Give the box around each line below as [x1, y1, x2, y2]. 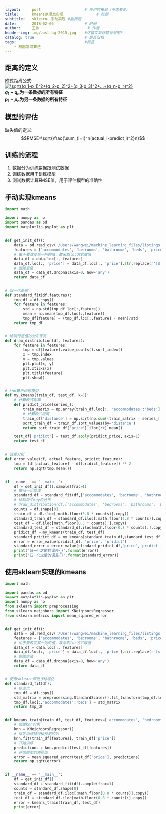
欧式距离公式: [5, 78, 33, 84]
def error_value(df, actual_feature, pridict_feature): [5, 457, 123, 462]
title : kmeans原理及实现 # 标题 [5, 12, 109, 17]
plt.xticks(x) [23, 366, 52, 371]
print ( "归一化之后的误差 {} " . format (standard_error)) [14, 553, 119, 558]
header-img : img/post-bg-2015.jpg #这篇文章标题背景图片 [5, 30, 124, 35]
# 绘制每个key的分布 [14, 497, 51, 503]
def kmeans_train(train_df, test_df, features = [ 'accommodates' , [5, 717, 140, 722]
